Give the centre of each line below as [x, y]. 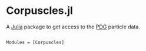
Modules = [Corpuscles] [35, 42]
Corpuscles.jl [40, 11]
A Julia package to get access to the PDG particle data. [73, 27]
